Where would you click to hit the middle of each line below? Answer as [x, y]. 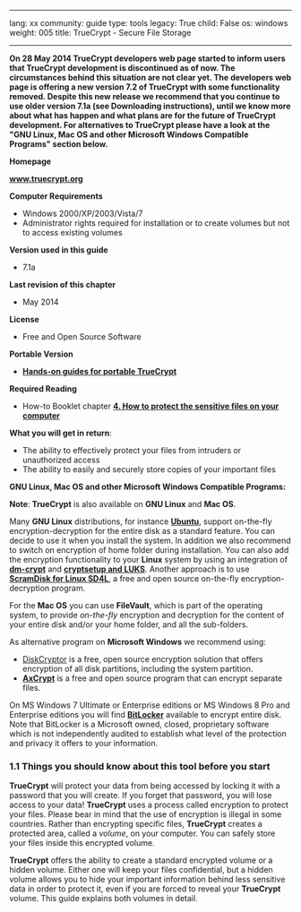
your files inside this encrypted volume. [82, 843]
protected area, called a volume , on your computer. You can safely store [142, 833]
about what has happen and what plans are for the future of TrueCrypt [142, 116]
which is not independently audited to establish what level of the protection [148, 734]
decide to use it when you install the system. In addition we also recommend [150, 540]
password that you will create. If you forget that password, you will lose [141, 796]
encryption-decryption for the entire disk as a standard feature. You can [142, 531]
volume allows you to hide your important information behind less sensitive [147, 880]
